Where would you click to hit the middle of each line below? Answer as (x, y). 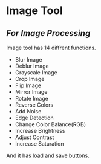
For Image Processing (48, 33)
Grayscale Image (36, 73)
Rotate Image (31, 98)
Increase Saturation (39, 144)
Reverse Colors (34, 105)
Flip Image (28, 85)
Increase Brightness (40, 131)
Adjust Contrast (34, 137)
